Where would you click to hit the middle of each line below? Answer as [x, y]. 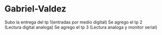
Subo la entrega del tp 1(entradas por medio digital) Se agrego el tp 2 [73, 22]
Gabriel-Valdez [35, 9]
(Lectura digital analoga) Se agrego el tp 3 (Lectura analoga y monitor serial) [81, 27]
